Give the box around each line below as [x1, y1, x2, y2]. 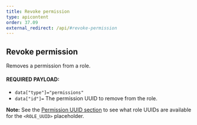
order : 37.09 [6, 19, 38, 25]
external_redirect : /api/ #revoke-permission [6, 25, 117, 31]
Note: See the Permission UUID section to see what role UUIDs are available [6, 106, 192, 113]
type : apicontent [6, 14, 49, 20]
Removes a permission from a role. [6, 62, 91, 69]
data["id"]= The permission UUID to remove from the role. [14, 95, 158, 102]
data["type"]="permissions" [14, 90, 84, 96]
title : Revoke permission [6, 8, 70, 15]
